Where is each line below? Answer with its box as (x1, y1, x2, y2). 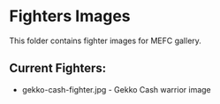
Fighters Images (9, 6, 131, 26)
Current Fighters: (9, 61, 107, 76)
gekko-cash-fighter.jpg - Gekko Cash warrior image (21, 84, 212, 94)
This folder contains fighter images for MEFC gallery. (9, 35, 201, 46)
